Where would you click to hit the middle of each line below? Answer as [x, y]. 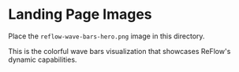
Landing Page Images [80, 14]
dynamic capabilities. [43, 59]
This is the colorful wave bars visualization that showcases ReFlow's [119, 51]
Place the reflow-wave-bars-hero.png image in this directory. [106, 36]
